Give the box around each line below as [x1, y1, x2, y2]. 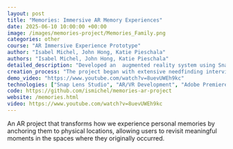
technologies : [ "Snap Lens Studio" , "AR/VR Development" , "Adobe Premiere [7, 81, 228, 88]
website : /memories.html [7, 94, 79, 101]
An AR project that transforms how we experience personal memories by [7, 119, 215, 128]
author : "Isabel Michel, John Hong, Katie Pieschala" [7, 49, 166, 56]
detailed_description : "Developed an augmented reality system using [7, 62, 216, 69]
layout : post [7, 10, 45, 17]
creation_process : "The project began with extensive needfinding [7, 68, 203, 75]
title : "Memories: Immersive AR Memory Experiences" [7, 17, 163, 24]
